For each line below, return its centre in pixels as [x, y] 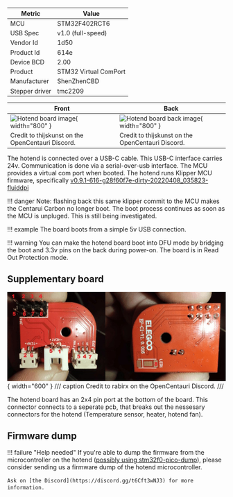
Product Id [25, 52]
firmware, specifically [38, 180]
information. [26, 488]
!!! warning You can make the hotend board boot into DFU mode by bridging [115, 243]
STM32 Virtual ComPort [92, 71]
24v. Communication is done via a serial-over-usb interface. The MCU [107, 165]
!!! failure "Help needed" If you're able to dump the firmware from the [106, 453]
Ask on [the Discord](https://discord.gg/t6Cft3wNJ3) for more [101, 481]
